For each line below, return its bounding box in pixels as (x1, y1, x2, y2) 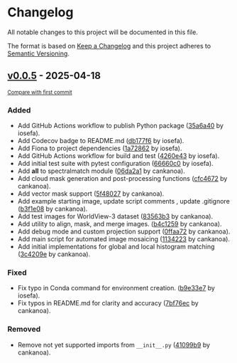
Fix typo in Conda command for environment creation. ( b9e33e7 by (17, 284, 215, 293)
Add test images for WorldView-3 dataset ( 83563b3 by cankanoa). (17, 212, 214, 221)
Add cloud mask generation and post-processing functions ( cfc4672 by (17, 174, 228, 183)
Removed (7, 325, 41, 335)
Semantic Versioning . (7, 49, 70, 58)
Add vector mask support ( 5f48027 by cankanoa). (17, 189, 165, 198)
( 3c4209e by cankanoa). (17, 250, 91, 258)
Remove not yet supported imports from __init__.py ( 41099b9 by (17, 340, 211, 349)
